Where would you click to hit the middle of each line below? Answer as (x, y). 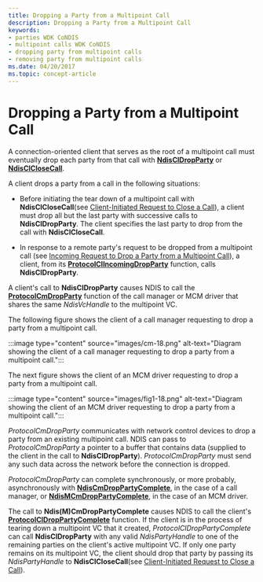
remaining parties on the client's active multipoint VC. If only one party (122, 544)
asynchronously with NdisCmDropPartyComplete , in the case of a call (123, 488)
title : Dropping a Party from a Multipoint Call (89, 15)
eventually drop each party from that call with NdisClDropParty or (115, 160)
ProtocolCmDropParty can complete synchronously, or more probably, (122, 479)
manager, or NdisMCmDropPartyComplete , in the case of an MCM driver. (128, 495)
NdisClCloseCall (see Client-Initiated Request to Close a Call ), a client (132, 207)
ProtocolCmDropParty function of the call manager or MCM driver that (123, 296)
